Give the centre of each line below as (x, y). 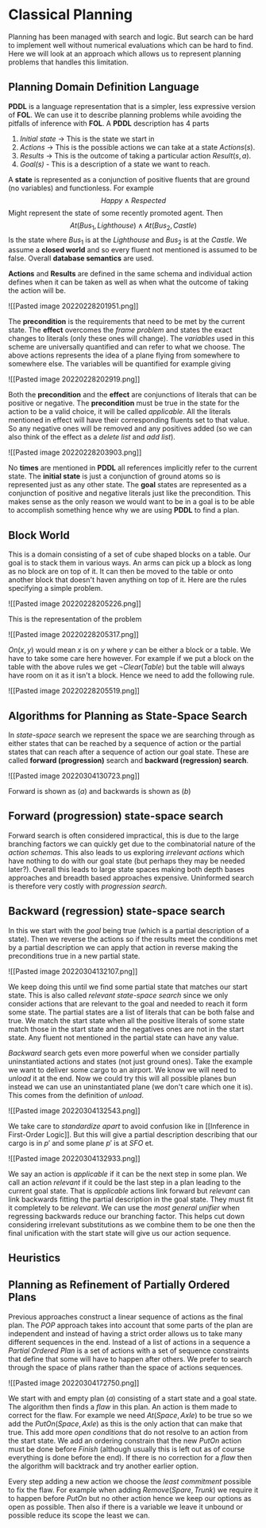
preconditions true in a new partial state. (74, 955)
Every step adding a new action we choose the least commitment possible (130, 1481)
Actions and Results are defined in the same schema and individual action (130, 274)
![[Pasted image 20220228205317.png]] (73, 635)
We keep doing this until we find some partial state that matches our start (128, 987)
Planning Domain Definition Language (104, 87)
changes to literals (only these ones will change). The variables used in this (131, 338)
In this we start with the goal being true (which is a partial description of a (129, 930)
